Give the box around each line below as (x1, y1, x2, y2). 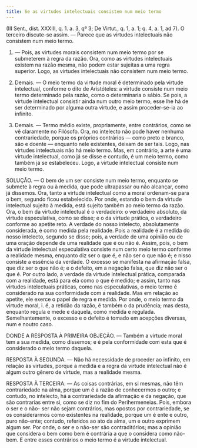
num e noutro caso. (6, 320, 54, 327)
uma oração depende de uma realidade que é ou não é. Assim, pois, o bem (6, 239, 188, 246)
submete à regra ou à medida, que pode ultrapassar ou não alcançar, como (6, 183, 189, 190)
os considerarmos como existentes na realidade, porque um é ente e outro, (6, 411, 189, 418)
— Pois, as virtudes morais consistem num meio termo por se (14, 48, 164, 56)
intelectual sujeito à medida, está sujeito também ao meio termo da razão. (6, 201, 185, 209)
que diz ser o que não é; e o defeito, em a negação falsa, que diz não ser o (6, 264, 188, 271)
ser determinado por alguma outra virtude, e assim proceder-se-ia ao (14, 104, 183, 111)
